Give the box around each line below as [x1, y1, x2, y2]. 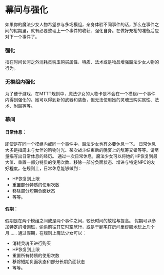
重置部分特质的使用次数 [12, 181, 60, 188]
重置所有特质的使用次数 [12, 252, 60, 258]
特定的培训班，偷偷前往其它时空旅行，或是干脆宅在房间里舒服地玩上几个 [9, 224, 155, 230]
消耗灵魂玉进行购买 [12, 240, 51, 246]
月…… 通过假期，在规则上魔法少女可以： [5, 230, 87, 236]
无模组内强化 [5, 79, 36, 85]
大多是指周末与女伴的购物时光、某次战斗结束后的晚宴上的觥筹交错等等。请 [5, 147, 155, 153]
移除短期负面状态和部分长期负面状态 [12, 258, 85, 264]
